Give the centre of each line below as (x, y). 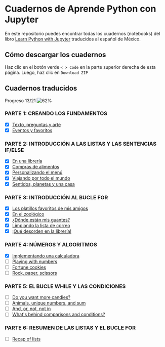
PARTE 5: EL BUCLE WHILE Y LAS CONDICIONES (65, 286)
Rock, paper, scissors (34, 273)
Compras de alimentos (35, 167)
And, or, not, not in (31, 309)
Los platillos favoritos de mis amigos (50, 208)
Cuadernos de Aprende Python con (80, 9)
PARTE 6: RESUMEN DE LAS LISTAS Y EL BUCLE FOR (70, 328)
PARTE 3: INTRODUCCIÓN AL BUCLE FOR (56, 197)
